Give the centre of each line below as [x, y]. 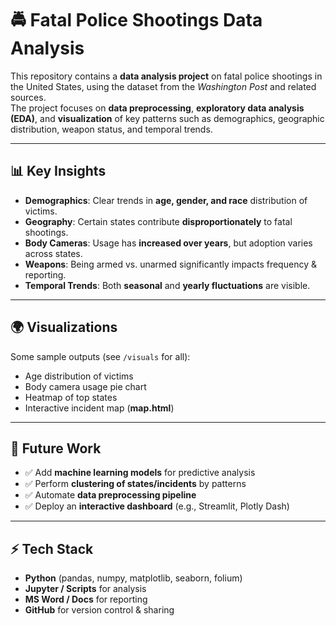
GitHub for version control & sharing [99, 610]
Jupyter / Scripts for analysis [85, 589]
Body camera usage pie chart [85, 386]
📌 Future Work [56, 448]
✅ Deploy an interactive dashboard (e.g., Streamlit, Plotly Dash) [157, 506]
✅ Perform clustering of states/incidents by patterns [135, 484]
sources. [28, 97]
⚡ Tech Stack [52, 548]
